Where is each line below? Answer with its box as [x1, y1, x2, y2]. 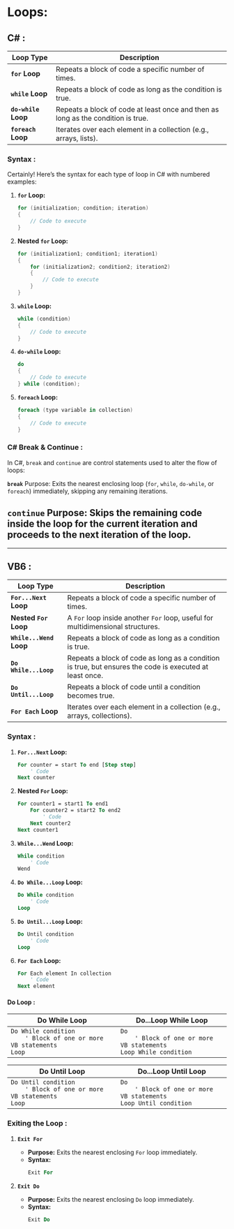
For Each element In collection [17, 970, 111, 977]
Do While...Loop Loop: [17, 878, 84, 887]
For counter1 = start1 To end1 [17, 800, 109, 807]
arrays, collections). [67, 711, 132, 721]
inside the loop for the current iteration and [7, 518, 198, 530]
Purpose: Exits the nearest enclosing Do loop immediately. [27, 1195, 195, 1203]
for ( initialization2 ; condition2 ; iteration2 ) [30, 263, 171, 270]
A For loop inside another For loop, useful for [67, 613, 214, 623]
